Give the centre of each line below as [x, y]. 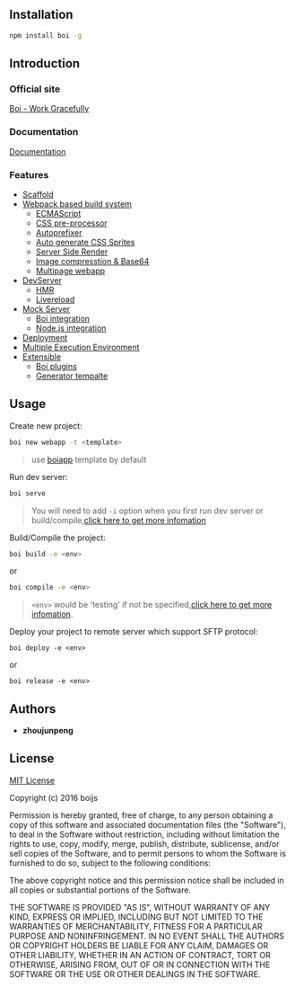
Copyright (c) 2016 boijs [54, 797]
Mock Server [46, 308]
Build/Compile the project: [57, 538]
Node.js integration [71, 328]
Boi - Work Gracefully [49, 109]
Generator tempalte [72, 376]
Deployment [45, 337]
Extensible [41, 356]
